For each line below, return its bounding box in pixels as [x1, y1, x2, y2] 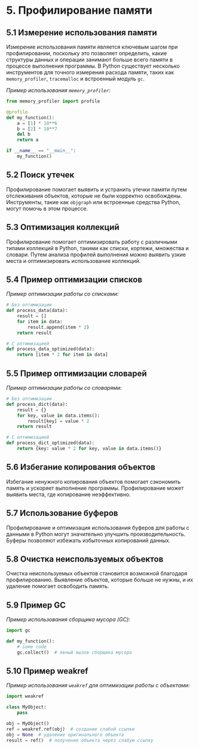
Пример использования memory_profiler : [6, 87, 111, 93]
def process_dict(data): [6, 401, 68, 407]
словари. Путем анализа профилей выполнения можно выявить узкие [6, 251, 186, 258]
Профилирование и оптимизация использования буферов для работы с [6, 524, 190, 531]
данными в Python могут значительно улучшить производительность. [6, 530, 186, 538]
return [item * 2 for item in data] [17, 351, 109, 358]
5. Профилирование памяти [6, 4, 152, 17]
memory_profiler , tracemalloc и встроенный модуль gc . [6, 75, 145, 82]
